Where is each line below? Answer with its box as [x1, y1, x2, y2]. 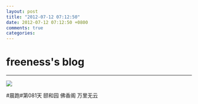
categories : [6, 30, 35, 36]
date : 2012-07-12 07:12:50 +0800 [6, 19, 88, 25]
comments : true [6, 25, 44, 31]
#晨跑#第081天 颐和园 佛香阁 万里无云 [6, 92, 98, 99]
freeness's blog [6, 56, 85, 69]
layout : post [6, 8, 38, 15]
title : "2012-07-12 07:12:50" [6, 14, 81, 20]
